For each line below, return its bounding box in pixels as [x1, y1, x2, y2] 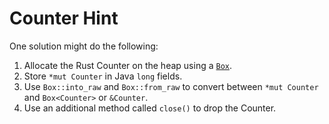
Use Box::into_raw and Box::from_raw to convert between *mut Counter [23, 80, 319, 92]
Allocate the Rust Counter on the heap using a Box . [23, 59, 233, 71]
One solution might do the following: [9, 40, 159, 52]
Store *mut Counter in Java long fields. [23, 70, 183, 82]
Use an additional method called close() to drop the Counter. [23, 102, 277, 114]
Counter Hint [9, 7, 119, 30]
